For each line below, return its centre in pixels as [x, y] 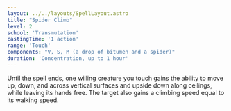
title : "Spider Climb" [40, 20]
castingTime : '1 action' [43, 39]
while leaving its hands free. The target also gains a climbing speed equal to [116, 92]
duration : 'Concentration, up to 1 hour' [68, 59]
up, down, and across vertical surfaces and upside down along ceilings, [110, 85]
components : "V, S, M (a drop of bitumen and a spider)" [91, 52]
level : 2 [20, 26]
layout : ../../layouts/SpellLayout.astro [68, 13]
